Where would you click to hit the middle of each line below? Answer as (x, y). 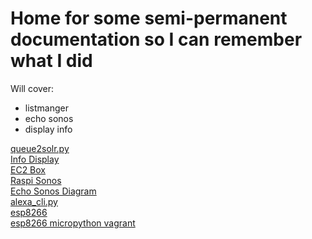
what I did (51, 61)
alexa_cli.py (34, 201)
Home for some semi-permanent (149, 18)
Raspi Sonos (36, 180)
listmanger (46, 108)
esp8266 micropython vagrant (73, 223)
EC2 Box (28, 169)
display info (48, 129)
